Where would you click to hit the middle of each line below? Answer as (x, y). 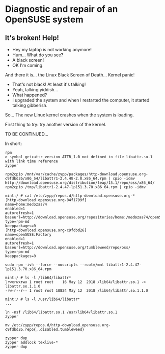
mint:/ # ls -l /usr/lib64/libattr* (42, 299)
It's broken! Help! (32, 38)
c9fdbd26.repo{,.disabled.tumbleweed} (45, 329)
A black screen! (28, 60)
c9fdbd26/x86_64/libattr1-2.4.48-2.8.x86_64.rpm (56, 178)
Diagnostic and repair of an (61, 9)
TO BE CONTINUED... (27, 134)
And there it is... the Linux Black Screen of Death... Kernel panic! (70, 75)
